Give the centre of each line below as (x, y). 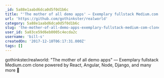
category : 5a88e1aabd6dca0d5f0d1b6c (42, 23)
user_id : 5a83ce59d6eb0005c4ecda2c (41, 32)
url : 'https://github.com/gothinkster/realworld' (57, 19)
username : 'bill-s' (25, 37)
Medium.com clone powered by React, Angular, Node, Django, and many (78, 65)
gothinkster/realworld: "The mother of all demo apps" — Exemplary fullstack (82, 59)
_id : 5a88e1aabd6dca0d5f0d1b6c (37, 10)
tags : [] (14, 46)
